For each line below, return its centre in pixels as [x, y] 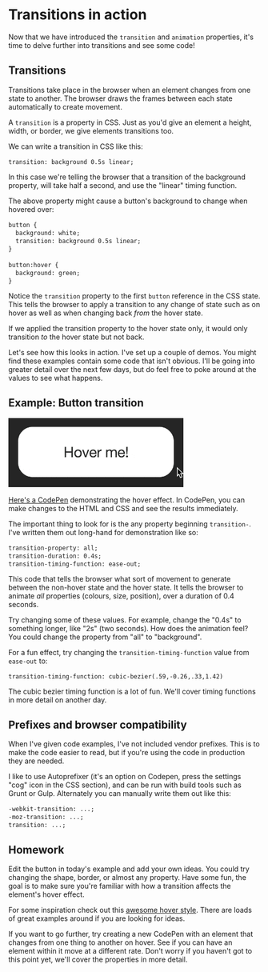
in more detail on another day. [58, 700]
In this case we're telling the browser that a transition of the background [127, 177]
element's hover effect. [47, 894]
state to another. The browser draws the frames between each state [121, 98]
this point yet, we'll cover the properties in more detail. [98, 960]
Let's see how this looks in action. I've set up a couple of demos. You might [132, 352]
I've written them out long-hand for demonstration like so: [103, 532]
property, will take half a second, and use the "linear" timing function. [123, 185]
